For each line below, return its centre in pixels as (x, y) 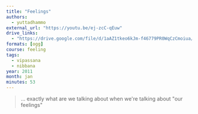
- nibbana (23, 66)
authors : (17, 17)
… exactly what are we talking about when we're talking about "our (102, 99)
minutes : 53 (21, 82)
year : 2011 (19, 71)
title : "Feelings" (29, 11)
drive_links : (22, 33)
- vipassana (26, 60)
